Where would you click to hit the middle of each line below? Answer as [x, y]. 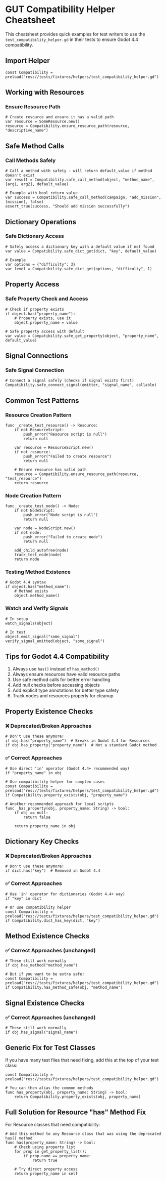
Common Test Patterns [42, 400]
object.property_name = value [46, 322]
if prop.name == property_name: [58, 1156]
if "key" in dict [23, 898]
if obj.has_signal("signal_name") [42, 1032]
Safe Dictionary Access [35, 236]
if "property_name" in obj [34, 773]
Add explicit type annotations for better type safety [66, 690]
